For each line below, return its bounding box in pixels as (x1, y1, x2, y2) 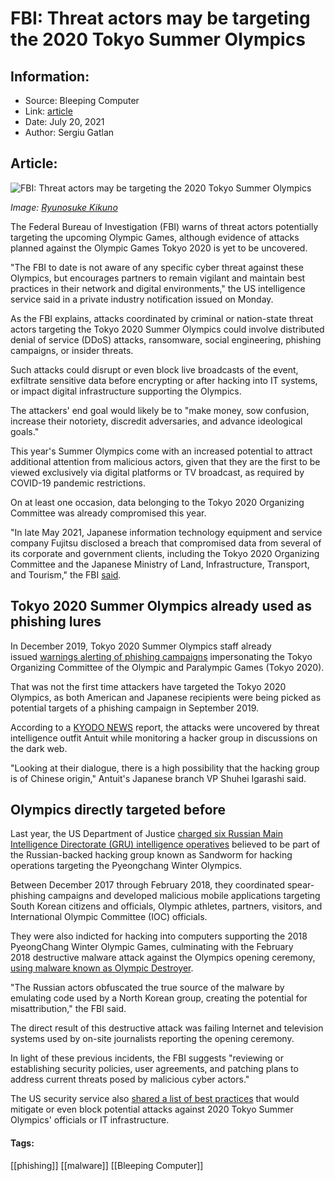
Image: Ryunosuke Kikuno (10, 201, 118, 213)
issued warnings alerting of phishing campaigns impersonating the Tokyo (10, 650, 313, 662)
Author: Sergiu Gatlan (24, 127, 115, 138)
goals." (10, 425, 40, 437)
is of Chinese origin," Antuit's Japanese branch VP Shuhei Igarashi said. (10, 772, 307, 784)
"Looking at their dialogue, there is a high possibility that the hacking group (10, 762, 320, 774)
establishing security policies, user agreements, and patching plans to (10, 1063, 299, 1075)
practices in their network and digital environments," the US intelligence (10, 282, 306, 294)
